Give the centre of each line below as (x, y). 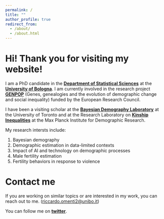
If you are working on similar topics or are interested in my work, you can (81, 196)
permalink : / (19, 10)
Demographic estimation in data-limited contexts (64, 145)
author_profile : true (28, 19)
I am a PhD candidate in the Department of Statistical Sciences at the (78, 83)
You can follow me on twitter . (36, 211)
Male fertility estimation (37, 156)
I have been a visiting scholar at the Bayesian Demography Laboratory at (82, 109)
